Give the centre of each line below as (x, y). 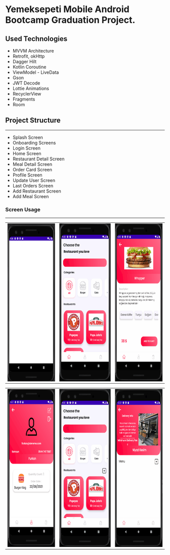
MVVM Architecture (33, 51)
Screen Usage (23, 209)
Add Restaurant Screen (37, 191)
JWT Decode (26, 83)
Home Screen (27, 153)
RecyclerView (27, 94)
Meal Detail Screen (32, 164)
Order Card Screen (32, 169)
